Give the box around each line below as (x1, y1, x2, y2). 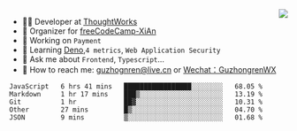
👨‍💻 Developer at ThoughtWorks (21, 17, 138, 27)
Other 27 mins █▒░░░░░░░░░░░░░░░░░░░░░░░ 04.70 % (9, 105, 263, 114)
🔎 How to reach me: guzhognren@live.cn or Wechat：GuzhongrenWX (21, 65, 277, 74)
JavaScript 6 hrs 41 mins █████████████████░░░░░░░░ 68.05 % (9, 82, 263, 91)
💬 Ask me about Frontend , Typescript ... (21, 54, 165, 65)
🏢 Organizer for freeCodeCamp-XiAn (21, 26, 156, 36)
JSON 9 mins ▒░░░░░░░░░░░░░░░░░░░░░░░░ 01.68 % (9, 113, 263, 122)
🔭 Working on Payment (21, 35, 102, 45)
